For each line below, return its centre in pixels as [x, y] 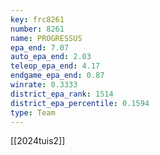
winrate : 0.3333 [44, 85]
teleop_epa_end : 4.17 [55, 66]
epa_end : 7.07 [40, 47]
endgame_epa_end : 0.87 [57, 76]
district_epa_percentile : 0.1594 [80, 103]
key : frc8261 [37, 19]
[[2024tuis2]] [38, 141]
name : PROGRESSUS [46, 38]
